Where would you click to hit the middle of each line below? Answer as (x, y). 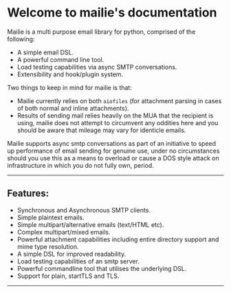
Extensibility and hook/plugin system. (70, 74)
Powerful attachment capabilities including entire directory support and (118, 239)
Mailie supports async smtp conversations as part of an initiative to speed (112, 143)
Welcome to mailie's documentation (112, 13)
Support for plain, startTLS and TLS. (68, 276)
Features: (28, 194)
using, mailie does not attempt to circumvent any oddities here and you (118, 122)
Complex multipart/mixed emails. (64, 232)
